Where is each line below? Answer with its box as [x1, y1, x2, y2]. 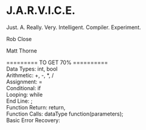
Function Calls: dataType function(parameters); [6, 110, 124, 117]
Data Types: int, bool [6, 65, 58, 73]
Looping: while [6, 91, 43, 98]
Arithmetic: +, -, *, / [6, 71, 54, 79]
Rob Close [6, 35, 32, 42]
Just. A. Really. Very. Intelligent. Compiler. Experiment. [6, 24, 141, 31]
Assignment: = [6, 78, 43, 85]
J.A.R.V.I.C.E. [6, 4, 75, 18]
